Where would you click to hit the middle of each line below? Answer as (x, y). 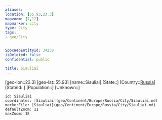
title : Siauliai (22, 68)
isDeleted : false (23, 55)
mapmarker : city (22, 23)
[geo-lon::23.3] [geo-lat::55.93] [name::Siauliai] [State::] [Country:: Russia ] (80, 82)
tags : (11, 32)
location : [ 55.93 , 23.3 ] (30, 14)
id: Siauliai (19, 96)
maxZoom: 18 (17, 114)
